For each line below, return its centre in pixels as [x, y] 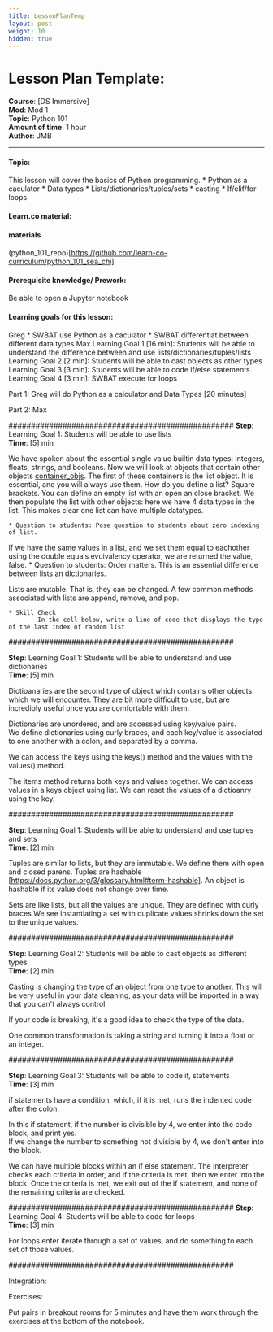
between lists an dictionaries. [58, 573]
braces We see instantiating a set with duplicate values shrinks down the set [136, 913]
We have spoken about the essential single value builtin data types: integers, [137, 458]
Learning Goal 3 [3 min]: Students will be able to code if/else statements [129, 369]
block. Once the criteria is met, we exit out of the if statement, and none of [133, 1183]
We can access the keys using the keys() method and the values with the [131, 756]
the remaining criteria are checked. [67, 1191]
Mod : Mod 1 [28, 110]
